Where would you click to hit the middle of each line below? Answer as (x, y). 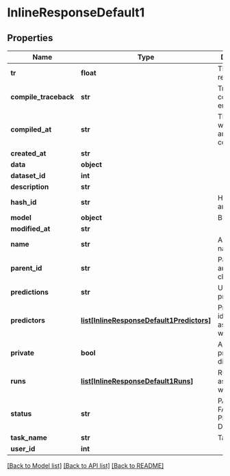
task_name (29, 438)
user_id (23, 449)
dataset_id (28, 176)
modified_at (30, 229)
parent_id (26, 268)
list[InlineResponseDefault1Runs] (137, 381)
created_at (28, 153)
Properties (30, 38)
